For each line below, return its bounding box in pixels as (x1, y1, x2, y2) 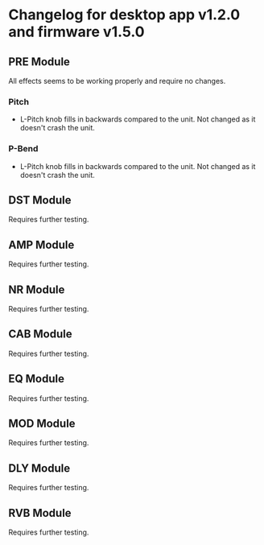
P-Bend (8, 143, 39, 155)
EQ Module (8, 372, 64, 386)
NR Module (8, 283, 65, 296)
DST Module (8, 193, 72, 207)
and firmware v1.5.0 (8, 23, 145, 41)
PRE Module (8, 55, 71, 68)
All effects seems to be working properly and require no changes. (8, 76, 226, 85)
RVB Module (8, 506, 72, 520)
